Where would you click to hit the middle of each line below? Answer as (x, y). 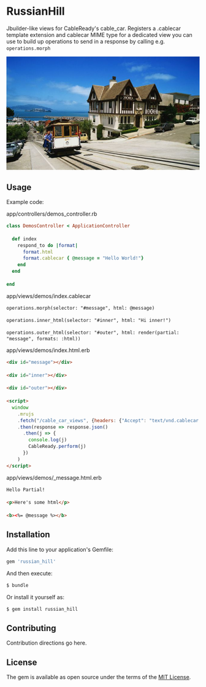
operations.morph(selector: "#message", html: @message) (81, 308)
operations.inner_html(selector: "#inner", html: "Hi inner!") (89, 320)
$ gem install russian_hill (42, 609)
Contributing (31, 628)
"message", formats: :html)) (44, 339)
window (20, 407)
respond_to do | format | (48, 245)
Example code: (25, 202)
